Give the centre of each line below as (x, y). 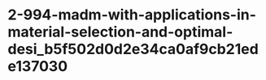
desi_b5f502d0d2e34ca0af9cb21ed (133, 49)
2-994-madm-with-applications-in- (132, 15)
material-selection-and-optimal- (120, 32)
